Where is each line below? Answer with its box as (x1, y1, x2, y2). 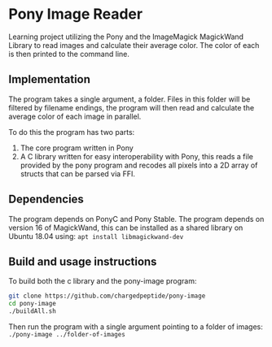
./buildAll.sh (8, 307, 57, 315)
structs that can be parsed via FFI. (20, 168, 136, 179)
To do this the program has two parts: (8, 127, 135, 137)
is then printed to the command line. (8, 49, 130, 59)
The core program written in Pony (20, 143, 134, 153)
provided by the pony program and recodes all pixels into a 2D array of (20, 160, 258, 170)
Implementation (8, 72, 91, 86)
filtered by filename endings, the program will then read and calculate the (8, 102, 255, 112)
